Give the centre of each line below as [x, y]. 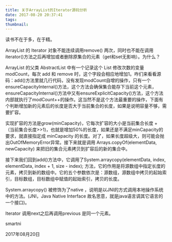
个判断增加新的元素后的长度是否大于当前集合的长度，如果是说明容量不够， [84, 106]
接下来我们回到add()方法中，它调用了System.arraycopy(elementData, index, [85, 160]
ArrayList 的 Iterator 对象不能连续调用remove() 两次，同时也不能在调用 [79, 50]
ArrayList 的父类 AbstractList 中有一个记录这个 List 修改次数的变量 [75, 68]
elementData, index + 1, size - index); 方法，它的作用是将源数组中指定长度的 [85, 166]
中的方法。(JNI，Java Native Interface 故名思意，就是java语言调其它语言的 [84, 196]
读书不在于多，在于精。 [30, 39]
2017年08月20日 [23, 234]
